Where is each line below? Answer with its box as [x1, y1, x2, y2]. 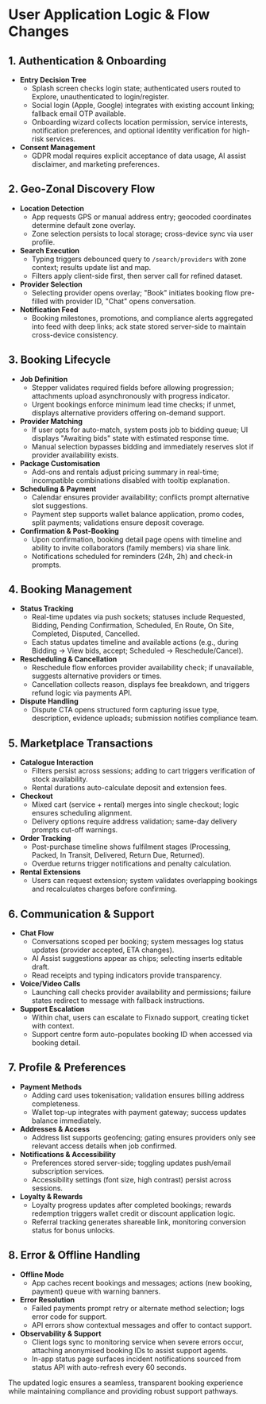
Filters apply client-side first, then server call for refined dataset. [31, 271, 243, 280]
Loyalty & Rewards [19, 1191, 83, 1201]
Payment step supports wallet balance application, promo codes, [31, 509, 245, 519]
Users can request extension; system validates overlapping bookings [31, 876, 258, 885]
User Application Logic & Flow [8, 6, 210, 24]
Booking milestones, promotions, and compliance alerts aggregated [31, 313, 253, 322]
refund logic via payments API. [31, 688, 133, 698]
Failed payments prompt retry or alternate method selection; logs [31, 1303, 245, 1313]
